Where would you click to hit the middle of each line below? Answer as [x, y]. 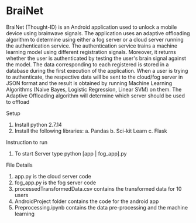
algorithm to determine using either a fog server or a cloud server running [95, 39]
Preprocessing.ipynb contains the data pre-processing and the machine [101, 207]
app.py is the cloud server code [53, 176]
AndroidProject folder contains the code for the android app [87, 201]
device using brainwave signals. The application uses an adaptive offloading [98, 33]
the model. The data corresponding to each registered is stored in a [87, 64]
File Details [20, 165]
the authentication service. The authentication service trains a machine [92, 46]
